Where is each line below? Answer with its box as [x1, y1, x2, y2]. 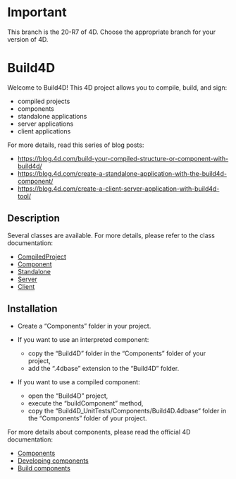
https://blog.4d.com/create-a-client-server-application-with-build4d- [17, 184, 220, 193]
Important [7, 4, 67, 20]
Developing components [17, 456, 89, 465]
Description [7, 213, 60, 225]
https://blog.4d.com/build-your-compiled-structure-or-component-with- [17, 154, 229, 162]
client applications [17, 126, 71, 135]
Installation [7, 303, 58, 315]
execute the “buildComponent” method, [27, 398, 144, 407]
